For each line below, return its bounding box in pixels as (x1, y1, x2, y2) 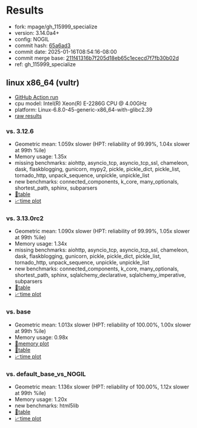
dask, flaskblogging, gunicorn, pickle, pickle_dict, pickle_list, (14, 253, 162, 260)
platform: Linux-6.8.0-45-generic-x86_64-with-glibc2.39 (14, 106, 153, 113)
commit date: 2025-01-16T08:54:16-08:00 (14, 48, 118, 55)
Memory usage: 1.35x (14, 153, 67, 160)
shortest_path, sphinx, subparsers (14, 184, 98, 192)
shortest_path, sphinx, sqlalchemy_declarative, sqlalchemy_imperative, (14, 272, 186, 279)
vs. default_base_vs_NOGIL (6, 370, 86, 378)
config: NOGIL (14, 35, 49, 43)
